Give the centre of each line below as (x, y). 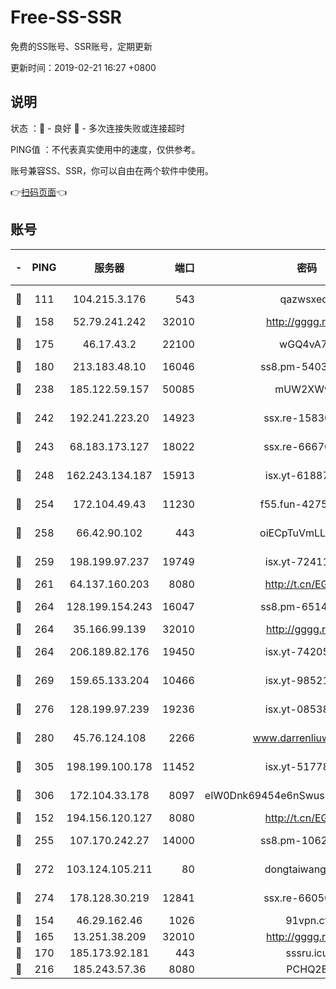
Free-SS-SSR (66, 17)
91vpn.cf (307, 920)
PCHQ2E (307, 969)
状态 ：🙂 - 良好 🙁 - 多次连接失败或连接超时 (97, 128)
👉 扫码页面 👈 (39, 192)
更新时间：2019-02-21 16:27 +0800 (83, 67)
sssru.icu (307, 953)
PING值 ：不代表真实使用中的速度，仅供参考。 (105, 149)
